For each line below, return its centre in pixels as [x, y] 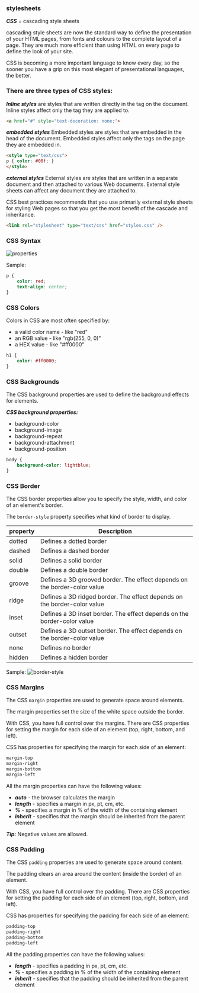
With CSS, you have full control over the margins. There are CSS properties [98, 723]
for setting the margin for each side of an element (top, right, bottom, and [96, 730]
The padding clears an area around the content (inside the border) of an [94, 874]
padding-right [24, 932]
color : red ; [31, 282]
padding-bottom [25, 937]
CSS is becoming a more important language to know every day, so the [93, 63]
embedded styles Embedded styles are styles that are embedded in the [94, 132]
